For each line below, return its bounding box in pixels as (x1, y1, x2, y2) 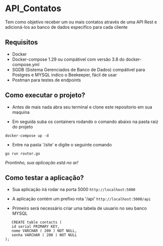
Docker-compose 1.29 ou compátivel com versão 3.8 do (12, 56, 125, 62)
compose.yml (12, 61, 40, 67)
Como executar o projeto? (5, 91, 86, 100)
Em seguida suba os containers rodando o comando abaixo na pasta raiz (12, 119, 159, 124)
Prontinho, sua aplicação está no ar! (5, 159, 79, 165)
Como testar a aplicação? (5, 174, 84, 182)
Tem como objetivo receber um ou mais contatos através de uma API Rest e (5, 19, 157, 25)
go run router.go (5, 151, 40, 156)
